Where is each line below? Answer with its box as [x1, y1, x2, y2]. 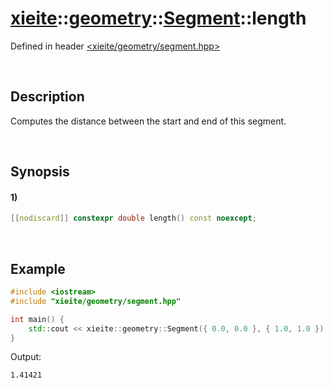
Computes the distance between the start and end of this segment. [10, 115, 287, 127]
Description [10, 88, 85, 106]
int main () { [10, 314, 65, 324]
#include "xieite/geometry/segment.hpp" [10, 296, 182, 306]
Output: [10, 351, 42, 363]
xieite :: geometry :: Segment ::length [10, 7, 307, 30]
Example [10, 260, 66, 277]
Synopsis [10, 163, 70, 181]
